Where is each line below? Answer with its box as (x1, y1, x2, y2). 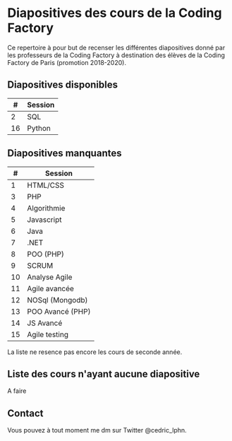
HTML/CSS (27, 180, 65, 190)
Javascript (27, 214, 62, 224)
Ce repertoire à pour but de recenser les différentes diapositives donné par (7, 43, 226, 52)
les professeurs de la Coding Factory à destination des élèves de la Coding (7, 51, 226, 59)
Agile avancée (27, 283, 74, 293)
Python (27, 123, 51, 133)
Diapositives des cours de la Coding (7, 5, 222, 21)
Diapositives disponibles (7, 79, 118, 91)
